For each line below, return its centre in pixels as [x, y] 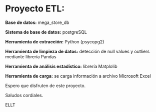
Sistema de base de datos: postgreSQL [46, 32]
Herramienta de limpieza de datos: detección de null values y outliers [77, 51]
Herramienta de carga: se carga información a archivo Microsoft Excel [78, 76]
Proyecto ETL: [35, 9]
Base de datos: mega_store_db [37, 22]
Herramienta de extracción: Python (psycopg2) [55, 42]
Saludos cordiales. [24, 95]
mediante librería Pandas [31, 56]
